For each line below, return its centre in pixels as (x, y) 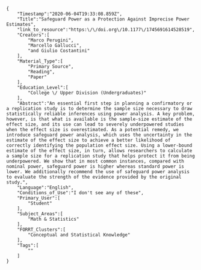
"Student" (40, 203)
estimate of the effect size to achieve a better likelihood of (88, 140)
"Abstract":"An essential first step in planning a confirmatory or (105, 103)
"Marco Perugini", (51, 40)
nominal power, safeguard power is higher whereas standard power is (95, 167)
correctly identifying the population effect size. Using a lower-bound (99, 146)
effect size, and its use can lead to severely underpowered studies (95, 124)
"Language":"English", (45, 188)
